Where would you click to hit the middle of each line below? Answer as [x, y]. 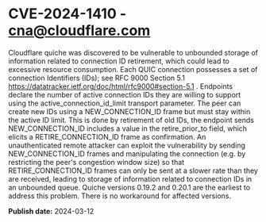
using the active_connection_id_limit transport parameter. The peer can [125, 103]
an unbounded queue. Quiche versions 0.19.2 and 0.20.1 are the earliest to [129, 187]
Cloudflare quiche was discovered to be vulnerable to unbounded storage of [133, 52]
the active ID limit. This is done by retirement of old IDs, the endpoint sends [131, 120]
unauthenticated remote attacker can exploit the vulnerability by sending [127, 145]
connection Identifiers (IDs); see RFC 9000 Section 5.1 [96, 78]
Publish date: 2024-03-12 [51, 211]
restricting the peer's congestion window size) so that [96, 162]
